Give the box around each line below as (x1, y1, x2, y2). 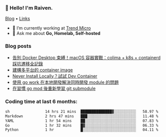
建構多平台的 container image (12, 67, 73, 73)
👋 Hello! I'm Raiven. (5, 4, 53, 11)
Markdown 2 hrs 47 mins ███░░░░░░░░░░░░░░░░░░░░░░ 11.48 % (5, 113, 159, 119)
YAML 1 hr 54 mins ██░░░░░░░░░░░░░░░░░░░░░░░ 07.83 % (5, 118, 159, 123)
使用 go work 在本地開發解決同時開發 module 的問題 (12, 79, 119, 85)
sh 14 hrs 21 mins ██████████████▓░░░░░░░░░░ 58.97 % (5, 109, 159, 114)
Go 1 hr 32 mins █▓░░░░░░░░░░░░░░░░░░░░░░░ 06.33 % (5, 123, 159, 128)
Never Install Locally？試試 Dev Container (12, 73, 98, 79)
